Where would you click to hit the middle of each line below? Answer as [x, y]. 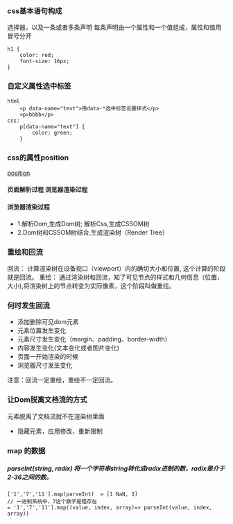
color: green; [52, 133]
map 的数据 [26, 450]
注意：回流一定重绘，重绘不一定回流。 [62, 380]
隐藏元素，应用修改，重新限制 [60, 431]
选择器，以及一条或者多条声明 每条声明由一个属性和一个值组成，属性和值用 [114, 27]
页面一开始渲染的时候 [48, 357]
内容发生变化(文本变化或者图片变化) [68, 348]
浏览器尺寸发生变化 [45, 365]
